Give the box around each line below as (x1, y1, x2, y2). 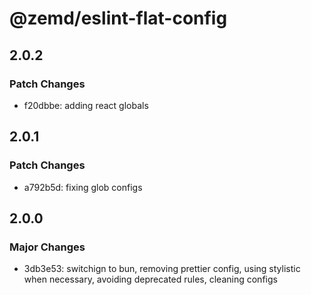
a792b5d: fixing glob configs (23, 181, 143, 193)
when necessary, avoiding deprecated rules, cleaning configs (23, 273, 278, 286)
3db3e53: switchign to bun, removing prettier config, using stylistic (23, 263, 301, 275)
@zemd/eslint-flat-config (9, 7, 228, 30)
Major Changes (9, 240, 86, 254)
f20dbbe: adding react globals (23, 99, 149, 111)
